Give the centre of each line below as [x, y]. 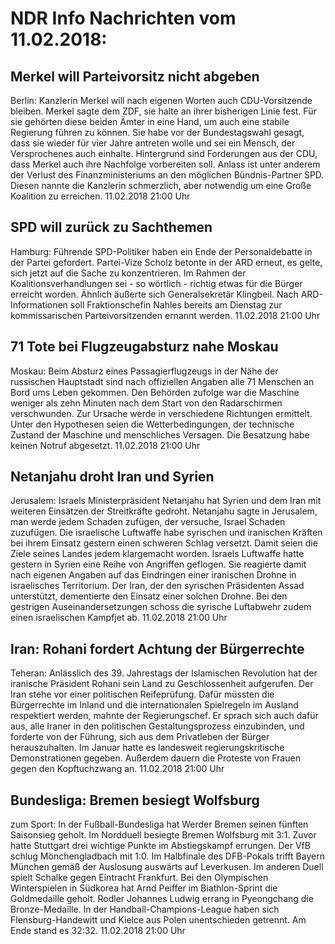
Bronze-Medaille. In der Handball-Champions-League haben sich [145, 909]
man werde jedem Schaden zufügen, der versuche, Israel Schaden [148, 522]
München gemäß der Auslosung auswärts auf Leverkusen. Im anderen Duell [167, 867]
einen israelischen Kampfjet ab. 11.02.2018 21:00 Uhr [119, 618]
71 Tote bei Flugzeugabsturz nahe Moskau [144, 347]
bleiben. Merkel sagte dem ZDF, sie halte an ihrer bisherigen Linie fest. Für [163, 111]
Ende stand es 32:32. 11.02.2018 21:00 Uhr [98, 931]
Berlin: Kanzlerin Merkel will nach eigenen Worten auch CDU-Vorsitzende [161, 100]
